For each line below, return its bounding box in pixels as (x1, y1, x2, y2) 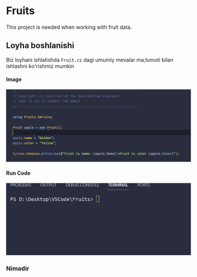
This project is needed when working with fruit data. (6, 24, 132, 31)
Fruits (6, 4, 35, 18)
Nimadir (6, 265, 29, 273)
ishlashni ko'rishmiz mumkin (6, 62, 74, 69)
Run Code (6, 169, 31, 177)
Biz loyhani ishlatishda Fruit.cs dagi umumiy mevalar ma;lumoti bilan (6, 56, 174, 63)
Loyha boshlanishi (6, 41, 74, 51)
